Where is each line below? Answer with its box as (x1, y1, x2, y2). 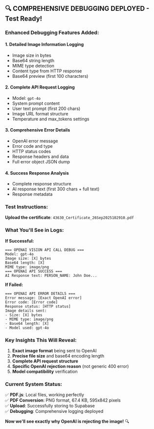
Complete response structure (12, 181, 72, 187)
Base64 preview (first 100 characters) (12, 73, 88, 79)
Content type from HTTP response (12, 68, 82, 74)
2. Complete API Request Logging (5, 84, 75, 90)
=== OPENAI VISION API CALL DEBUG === (5, 247, 84, 252)
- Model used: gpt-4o (5, 325, 49, 330)
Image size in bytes (12, 52, 51, 58)
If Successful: (5, 238, 34, 244)
